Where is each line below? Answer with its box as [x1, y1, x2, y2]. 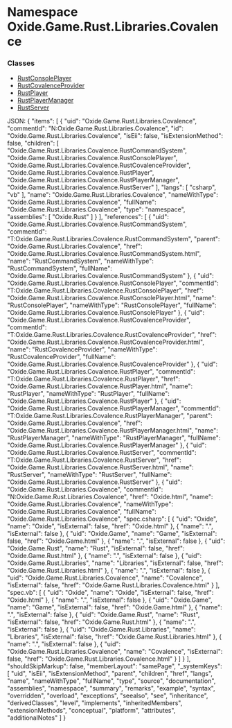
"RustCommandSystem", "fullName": [7, 264, 113, 272]
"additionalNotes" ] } [7, 713, 66, 722]
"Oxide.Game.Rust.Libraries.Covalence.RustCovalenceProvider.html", [7, 338, 204, 347]
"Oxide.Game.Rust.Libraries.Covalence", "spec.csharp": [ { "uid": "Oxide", [7, 514, 218, 523]
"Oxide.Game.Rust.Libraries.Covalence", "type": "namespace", [7, 205, 186, 214]
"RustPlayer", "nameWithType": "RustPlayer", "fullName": [7, 390, 170, 398]
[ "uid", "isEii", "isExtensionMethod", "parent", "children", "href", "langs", [7, 670, 213, 678]
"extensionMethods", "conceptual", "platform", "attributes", [7, 707, 176, 715]
